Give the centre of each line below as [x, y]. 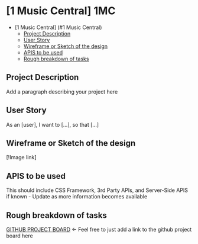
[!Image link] [21, 158]
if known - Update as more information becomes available [77, 197]
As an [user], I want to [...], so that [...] [53, 124]
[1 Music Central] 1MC [61, 11]
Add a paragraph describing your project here [62, 91]
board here [20, 236]
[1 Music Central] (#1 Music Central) [58, 27]
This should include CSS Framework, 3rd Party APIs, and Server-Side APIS [97, 190]
